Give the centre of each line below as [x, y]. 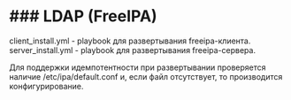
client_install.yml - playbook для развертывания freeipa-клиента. [130, 41]
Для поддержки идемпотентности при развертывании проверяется [138, 67]
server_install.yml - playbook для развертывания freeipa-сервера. [133, 50]
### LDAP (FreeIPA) [83, 16]
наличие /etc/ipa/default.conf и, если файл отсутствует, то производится [146, 76]
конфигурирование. [46, 86]
